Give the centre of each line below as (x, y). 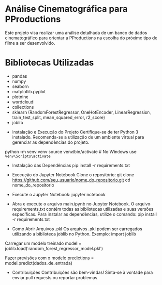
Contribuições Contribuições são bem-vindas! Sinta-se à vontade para (82, 272)
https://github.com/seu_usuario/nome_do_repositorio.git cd (71, 180)
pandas (20, 76)
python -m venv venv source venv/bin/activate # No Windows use (71, 151)
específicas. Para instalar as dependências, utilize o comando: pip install (84, 214)
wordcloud (23, 102)
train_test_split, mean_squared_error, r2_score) (59, 117)
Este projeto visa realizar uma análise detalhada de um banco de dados (76, 33)
